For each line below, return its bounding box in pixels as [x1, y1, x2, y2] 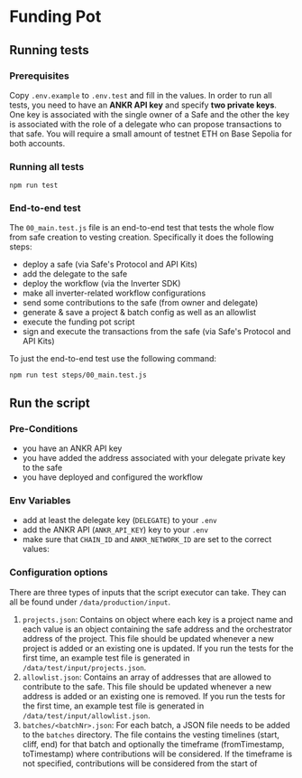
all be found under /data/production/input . [9, 596, 171, 607]
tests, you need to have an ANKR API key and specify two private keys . [9, 99, 278, 110]
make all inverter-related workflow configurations [22, 287, 206, 299]
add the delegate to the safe [22, 268, 128, 279]
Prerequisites [9, 70, 69, 82]
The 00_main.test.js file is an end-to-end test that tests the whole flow [9, 222, 275, 233]
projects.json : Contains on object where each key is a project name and [22, 614, 294, 624]
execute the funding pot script [22, 316, 135, 327]
